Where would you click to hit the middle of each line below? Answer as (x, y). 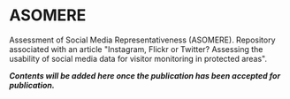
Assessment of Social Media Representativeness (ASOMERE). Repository (142, 40)
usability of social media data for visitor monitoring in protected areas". (138, 58)
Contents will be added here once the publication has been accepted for (145, 75)
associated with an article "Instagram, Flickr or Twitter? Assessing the (136, 49)
